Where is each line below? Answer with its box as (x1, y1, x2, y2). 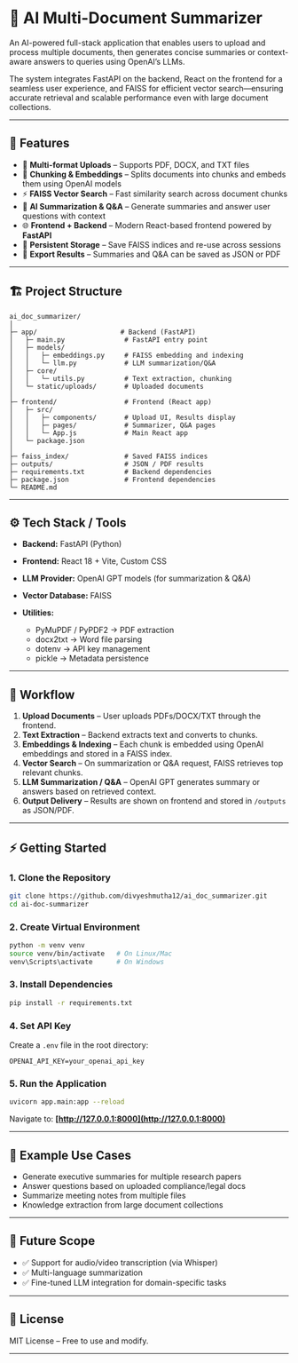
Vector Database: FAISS (21, 590, 113, 601)
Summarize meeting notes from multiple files (21, 1190, 186, 1201)
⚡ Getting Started (9, 840, 106, 855)
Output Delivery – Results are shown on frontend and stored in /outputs (21, 796, 286, 806)
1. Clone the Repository (9, 871, 111, 884)
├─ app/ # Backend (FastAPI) (9, 328, 197, 337)
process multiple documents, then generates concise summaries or (9, 46, 255, 57)
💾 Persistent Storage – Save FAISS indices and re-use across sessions (21, 239, 281, 250)
